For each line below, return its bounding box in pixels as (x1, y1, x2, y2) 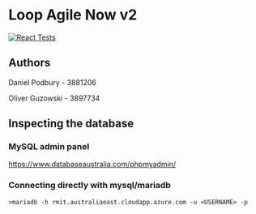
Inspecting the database (8, 117, 134, 131)
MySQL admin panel (8, 141, 90, 152)
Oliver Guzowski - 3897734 (8, 93, 100, 103)
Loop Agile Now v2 (8, 6, 138, 24)
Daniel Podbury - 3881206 (8, 77, 97, 87)
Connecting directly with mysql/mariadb (8, 180, 172, 191)
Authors (8, 56, 51, 70)
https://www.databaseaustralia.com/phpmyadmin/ (8, 160, 177, 169)
